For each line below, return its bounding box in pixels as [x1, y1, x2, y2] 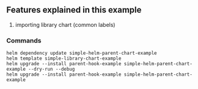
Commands [6, 36, 42, 44]
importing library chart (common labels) [15, 21, 116, 28]
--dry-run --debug [28, 66, 75, 73]
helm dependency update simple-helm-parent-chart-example [6, 50, 157, 57]
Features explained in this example [6, 5, 142, 15]
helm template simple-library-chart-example [6, 55, 122, 62]
